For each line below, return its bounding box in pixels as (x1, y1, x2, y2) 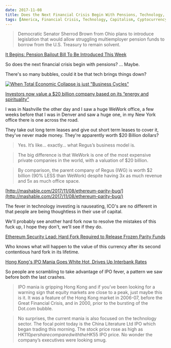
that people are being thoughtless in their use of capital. (5, 209, 123, 215)
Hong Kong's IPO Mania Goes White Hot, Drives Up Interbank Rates (5, 259, 147, 265)
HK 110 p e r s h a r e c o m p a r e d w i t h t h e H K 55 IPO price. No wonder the (17, 332, 153, 338)
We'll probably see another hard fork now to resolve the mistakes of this (5, 218, 156, 224)
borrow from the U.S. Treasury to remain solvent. (17, 42, 121, 48)
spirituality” (5, 96, 30, 102)
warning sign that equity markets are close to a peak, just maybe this (17, 289, 162, 296)
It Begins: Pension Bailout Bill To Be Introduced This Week (5, 51, 127, 57)
